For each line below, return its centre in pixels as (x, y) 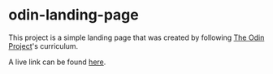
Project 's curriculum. (43, 46)
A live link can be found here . (57, 62)
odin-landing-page (74, 15)
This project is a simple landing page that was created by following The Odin (136, 37)
